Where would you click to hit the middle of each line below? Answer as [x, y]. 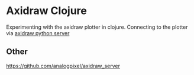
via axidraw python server [38, 33]
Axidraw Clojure [46, 11]
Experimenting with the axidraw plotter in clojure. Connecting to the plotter [97, 27]
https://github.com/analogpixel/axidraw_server [63, 66]
